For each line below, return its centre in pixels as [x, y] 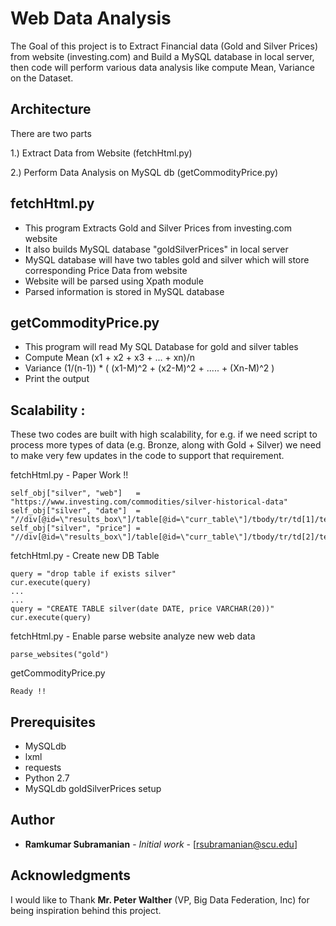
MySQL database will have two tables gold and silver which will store [167, 259]
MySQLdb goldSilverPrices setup [93, 788]
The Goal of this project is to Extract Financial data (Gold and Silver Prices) [164, 46]
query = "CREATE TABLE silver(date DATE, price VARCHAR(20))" [142, 609]
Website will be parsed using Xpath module [114, 281]
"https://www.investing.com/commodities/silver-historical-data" [149, 502]
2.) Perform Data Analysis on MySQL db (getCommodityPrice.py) [144, 172]
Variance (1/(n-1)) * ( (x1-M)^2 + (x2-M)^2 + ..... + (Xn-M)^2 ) [149, 368]
